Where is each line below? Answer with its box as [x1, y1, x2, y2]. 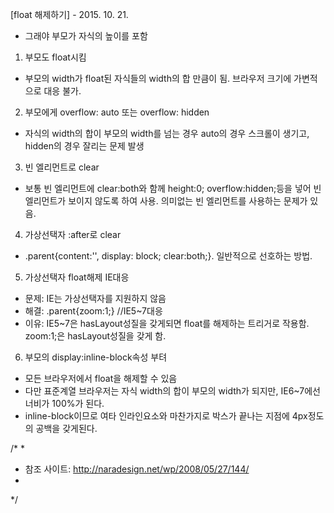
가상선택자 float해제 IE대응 [24, 271, 130, 283]
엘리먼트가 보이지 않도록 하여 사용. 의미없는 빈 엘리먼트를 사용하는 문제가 [24, 195, 308, 207]
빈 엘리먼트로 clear [24, 161, 100, 173]
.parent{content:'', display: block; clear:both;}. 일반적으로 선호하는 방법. [24, 250, 313, 262]
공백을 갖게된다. [35, 423, 98, 434]
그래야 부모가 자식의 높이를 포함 [24, 30, 148, 42]
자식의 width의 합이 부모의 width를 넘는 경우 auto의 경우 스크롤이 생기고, [24, 128, 310, 139]
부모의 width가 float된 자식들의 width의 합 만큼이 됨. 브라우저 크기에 [24, 73, 292, 84]
